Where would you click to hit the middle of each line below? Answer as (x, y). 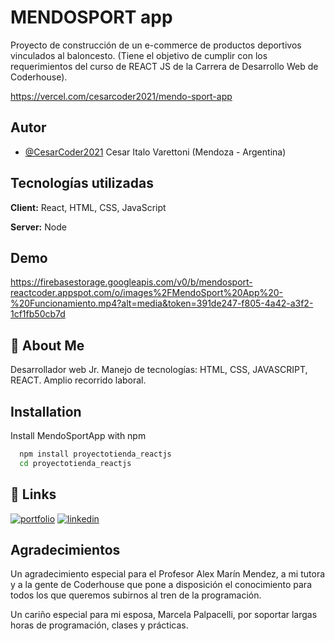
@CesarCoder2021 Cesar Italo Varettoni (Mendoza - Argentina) (155, 152)
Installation (46, 411)
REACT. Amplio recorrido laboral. (78, 380)
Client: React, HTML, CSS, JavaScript (88, 207)
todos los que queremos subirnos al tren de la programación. (136, 595)
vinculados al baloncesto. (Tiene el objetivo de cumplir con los (139, 55)
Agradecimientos (65, 549)
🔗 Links (33, 494)
